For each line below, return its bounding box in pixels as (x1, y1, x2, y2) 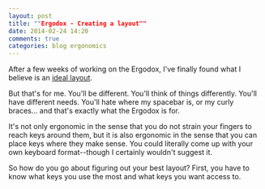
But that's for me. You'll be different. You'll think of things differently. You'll (8, 88, 258, 98)
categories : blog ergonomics (8, 42, 107, 50)
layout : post (8, 11, 53, 20)
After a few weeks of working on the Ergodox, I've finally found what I (8, 64, 241, 74)
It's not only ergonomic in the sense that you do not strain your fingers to (8, 122, 253, 131)
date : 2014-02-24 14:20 (8, 27, 89, 35)
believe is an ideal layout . (8, 73, 93, 83)
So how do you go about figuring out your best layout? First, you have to (8, 163, 250, 173)
